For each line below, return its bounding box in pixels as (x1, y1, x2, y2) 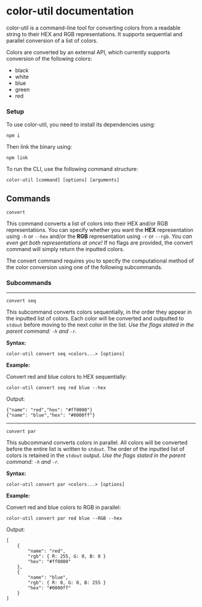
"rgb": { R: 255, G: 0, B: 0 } (28, 553, 106, 559)
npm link (6, 155, 28, 161)
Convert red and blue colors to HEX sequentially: (6, 373, 127, 381)
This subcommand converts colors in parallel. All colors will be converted (6, 439, 188, 446)
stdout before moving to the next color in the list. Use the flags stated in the (6, 321, 194, 329)
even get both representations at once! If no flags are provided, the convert (6, 239, 194, 246)
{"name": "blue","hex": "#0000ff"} (6, 412, 96, 419)
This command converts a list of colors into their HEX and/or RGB (6, 220, 168, 227)
